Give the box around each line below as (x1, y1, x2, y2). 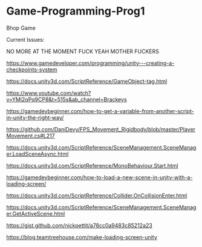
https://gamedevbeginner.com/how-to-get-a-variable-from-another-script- (6, 107, 195, 114)
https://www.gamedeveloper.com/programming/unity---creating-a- (6, 59, 175, 67)
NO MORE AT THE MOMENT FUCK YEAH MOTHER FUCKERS (6, 47, 159, 55)
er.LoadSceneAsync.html (6, 150, 69, 157)
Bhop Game (6, 24, 36, 31)
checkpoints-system (6, 65, 57, 73)
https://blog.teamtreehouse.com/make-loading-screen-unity (6, 233, 157, 240)
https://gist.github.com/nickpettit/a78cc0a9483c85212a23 (6, 222, 152, 229)
